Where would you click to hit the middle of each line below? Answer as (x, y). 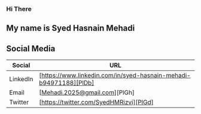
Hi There (19, 9)
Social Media (31, 49)
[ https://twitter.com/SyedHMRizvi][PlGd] (96, 102)
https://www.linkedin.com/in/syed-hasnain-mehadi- (116, 75)
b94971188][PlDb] (66, 83)
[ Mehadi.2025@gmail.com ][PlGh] (86, 93)
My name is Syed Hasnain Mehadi (71, 28)
